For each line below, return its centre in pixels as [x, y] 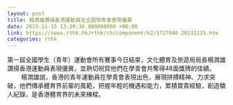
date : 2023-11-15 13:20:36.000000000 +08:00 [72, 26]
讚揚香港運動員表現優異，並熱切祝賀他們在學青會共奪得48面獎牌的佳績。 [111, 68]
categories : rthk [32, 39]
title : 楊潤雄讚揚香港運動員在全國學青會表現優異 [70, 20]
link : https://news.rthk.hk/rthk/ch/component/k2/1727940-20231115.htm [113, 33]
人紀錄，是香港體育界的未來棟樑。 [56, 95]
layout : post [26, 13]
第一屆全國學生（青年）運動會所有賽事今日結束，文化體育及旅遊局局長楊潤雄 [116, 60]
